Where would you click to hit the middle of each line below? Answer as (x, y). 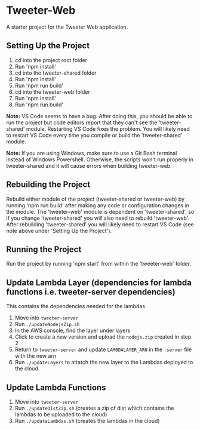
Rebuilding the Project (48, 185)
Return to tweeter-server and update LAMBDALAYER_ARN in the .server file (103, 349)
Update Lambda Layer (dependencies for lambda (99, 282)
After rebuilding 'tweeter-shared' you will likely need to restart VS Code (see (100, 224)
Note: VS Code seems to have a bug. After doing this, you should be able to (99, 116)
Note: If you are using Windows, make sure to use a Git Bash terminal (92, 153)
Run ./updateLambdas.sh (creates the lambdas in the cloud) (87, 421)
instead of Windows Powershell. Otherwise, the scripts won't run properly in (100, 159)
